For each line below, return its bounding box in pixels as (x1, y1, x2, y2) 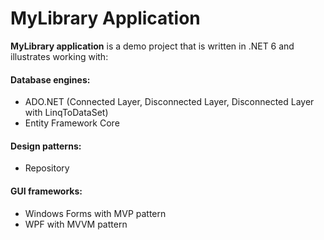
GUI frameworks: (10, 185, 83, 197)
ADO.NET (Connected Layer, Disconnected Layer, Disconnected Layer (24, 96, 315, 108)
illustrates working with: (10, 50, 109, 62)
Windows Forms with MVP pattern (24, 207, 167, 219)
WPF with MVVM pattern (24, 218, 128, 230)
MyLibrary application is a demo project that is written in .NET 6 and (10, 40, 295, 52)
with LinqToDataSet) (24, 107, 109, 119)
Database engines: (10, 73, 91, 86)
